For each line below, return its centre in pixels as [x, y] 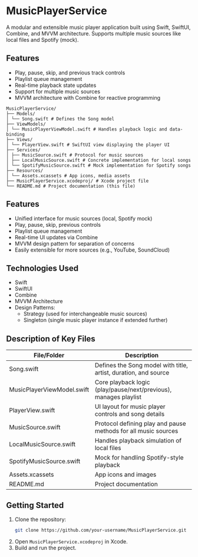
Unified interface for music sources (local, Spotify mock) [83, 218]
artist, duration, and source [132, 373]
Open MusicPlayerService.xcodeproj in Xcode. [71, 541]
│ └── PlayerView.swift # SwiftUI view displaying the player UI [88, 145]
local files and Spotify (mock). [42, 40]
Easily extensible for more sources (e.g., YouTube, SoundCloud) [92, 250]
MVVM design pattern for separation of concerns [75, 243]
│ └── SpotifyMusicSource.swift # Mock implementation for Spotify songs [99, 165]
